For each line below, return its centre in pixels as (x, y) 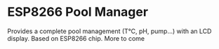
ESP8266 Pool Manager (78, 12)
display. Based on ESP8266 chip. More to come (76, 38)
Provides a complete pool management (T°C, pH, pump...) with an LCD (109, 31)
